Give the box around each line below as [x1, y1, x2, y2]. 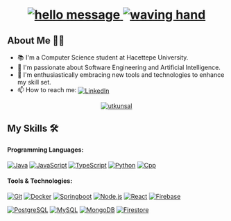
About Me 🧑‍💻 [7, 35, 65, 46]
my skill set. [17, 78, 52, 86]
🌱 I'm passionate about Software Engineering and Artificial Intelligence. [17, 63, 221, 71]
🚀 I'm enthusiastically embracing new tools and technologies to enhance [17, 71, 225, 79]
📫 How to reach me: [17, 86, 77, 94]
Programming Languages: [7, 145, 84, 154]
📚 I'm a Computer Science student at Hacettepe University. [17, 53, 189, 62]
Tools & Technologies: [7, 177, 73, 185]
